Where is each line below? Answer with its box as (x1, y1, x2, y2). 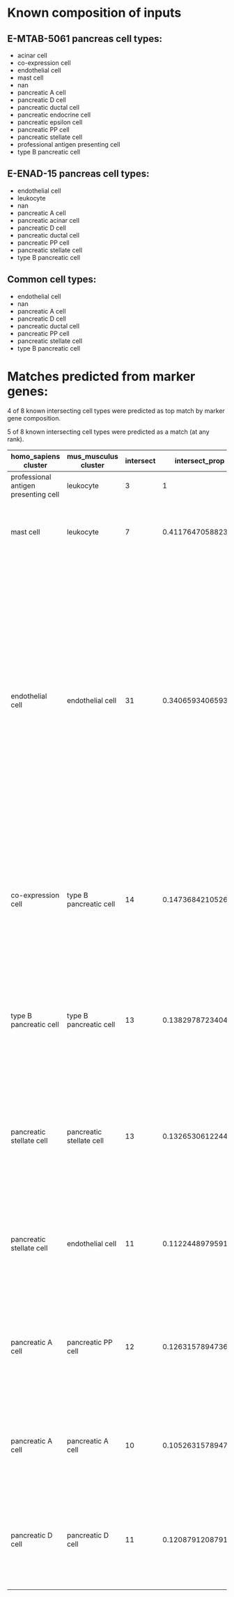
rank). (7, 435, 24, 443)
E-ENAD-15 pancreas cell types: (7, 168, 150, 180)
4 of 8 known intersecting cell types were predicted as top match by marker (7, 407, 225, 415)
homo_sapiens (10, 451, 61, 461)
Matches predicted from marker (7, 368, 196, 384)
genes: (7, 383, 49, 399)
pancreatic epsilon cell (17, 118, 83, 126)
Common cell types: (7, 274, 97, 286)
